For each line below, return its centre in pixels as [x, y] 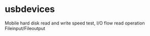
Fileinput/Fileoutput [25, 28]
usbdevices [30, 9]
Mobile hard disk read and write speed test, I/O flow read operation [75, 23]
